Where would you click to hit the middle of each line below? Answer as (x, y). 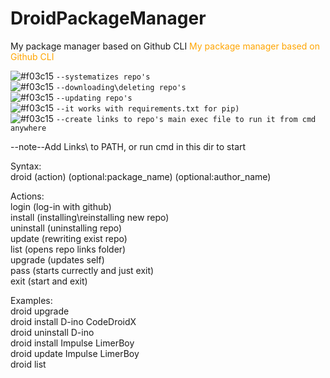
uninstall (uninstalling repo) (66, 228)
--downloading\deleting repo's (121, 87)
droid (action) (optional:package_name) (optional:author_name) (141, 176)
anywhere (28, 128)
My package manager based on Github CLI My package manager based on (165, 46)
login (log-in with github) (61, 206)
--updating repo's (94, 98)
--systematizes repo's (103, 77)
